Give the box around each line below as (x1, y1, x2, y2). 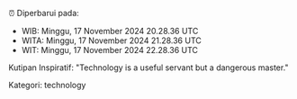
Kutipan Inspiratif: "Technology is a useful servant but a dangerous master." (8, 62, 289, 73)
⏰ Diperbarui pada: (8, 8, 80, 18)
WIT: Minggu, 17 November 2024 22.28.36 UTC (21, 45, 199, 55)
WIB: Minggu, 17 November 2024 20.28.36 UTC (21, 26, 199, 36)
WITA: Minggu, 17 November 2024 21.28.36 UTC (21, 35, 202, 46)
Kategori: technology (8, 80, 86, 90)
